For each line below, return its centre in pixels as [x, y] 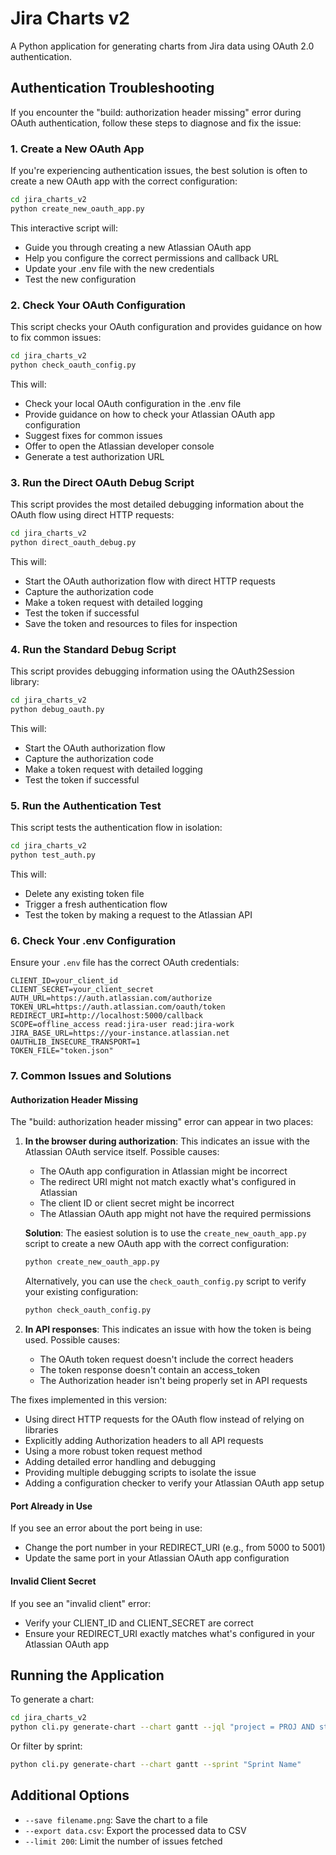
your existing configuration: [81, 1292]
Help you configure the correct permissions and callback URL [152, 258]
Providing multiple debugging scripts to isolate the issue [140, 1473]
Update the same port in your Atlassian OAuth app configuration [157, 1558]
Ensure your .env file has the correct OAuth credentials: [125, 963]
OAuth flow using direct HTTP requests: [92, 515]
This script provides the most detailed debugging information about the [157, 504]
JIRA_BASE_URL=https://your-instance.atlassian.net [120, 1033]
